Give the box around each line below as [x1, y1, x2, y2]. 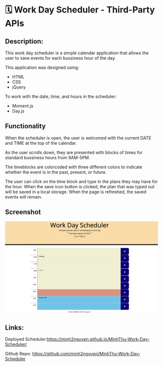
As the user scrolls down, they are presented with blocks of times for [5, 149, 143, 155]
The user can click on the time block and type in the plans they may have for [5, 178, 158, 184]
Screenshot [5, 208, 41, 216]
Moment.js [12, 103, 33, 108]
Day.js [12, 108, 25, 114]
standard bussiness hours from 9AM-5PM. [5, 154, 91, 160]
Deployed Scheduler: [5, 336, 47, 342]
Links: [5, 323, 24, 332]
